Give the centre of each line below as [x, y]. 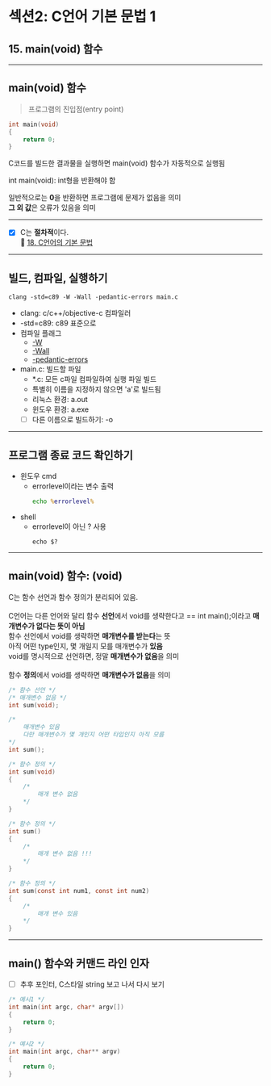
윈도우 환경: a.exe [60, 409]
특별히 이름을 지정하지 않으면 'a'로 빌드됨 [96, 389]
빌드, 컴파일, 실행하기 [58, 278]
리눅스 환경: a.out [60, 400]
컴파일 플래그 [41, 333]
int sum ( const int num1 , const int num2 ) [79, 891]
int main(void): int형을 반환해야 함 [62, 180]
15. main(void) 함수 [56, 49]
